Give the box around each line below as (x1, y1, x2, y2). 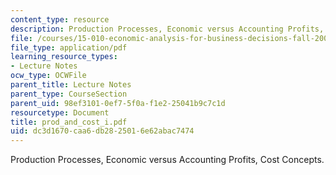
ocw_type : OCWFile (10, 71, 87, 81)
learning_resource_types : (10, 52, 118, 62)
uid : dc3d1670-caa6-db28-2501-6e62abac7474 (10, 126, 195, 136)
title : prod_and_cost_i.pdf (10, 117, 128, 127)
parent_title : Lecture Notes (10, 80, 132, 90)
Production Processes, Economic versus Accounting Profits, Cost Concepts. (10, 154, 325, 166)
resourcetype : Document (10, 107, 110, 118)
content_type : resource (10, 14, 110, 25)
